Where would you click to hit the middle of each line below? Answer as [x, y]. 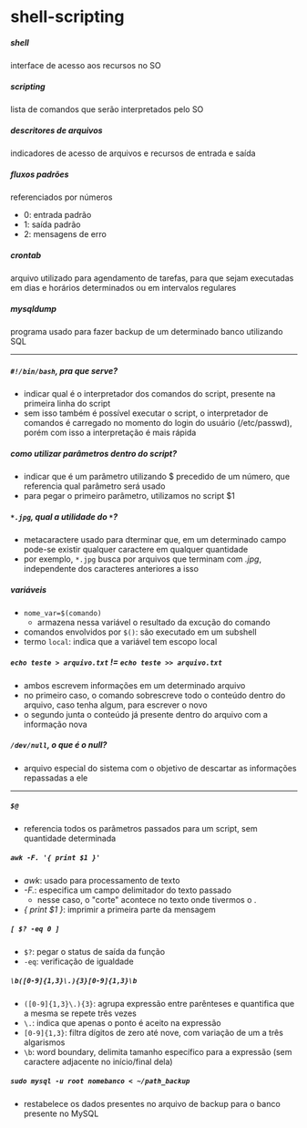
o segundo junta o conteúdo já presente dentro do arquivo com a [145, 714]
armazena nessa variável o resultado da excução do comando [154, 622]
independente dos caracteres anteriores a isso [111, 568]
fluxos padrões [40, 174]
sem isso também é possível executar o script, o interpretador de [146, 413]
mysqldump [34, 308]
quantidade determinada [70, 838]
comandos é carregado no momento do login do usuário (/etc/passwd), [158, 422]
